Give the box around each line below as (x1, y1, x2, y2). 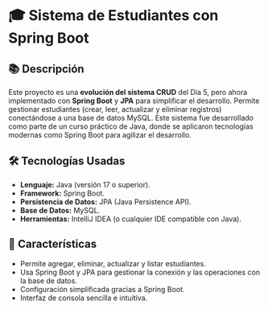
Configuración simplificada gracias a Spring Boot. (19, 284, 185, 294)
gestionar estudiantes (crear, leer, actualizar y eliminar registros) (8, 105, 222, 113)
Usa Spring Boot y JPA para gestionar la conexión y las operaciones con (19, 267, 260, 277)
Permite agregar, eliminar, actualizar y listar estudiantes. (19, 258, 207, 268)
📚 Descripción (8, 62, 85, 76)
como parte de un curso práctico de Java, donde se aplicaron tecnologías (8, 122, 254, 131)
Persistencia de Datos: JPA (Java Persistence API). (19, 196, 192, 206)
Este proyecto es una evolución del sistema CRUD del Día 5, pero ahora (8, 88, 248, 97)
